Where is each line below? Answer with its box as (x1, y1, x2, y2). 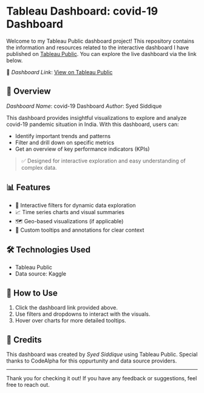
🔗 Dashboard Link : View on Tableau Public (6, 68, 113, 75)
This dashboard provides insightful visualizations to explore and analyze (6, 114, 187, 121)
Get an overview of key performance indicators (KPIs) (15, 145, 150, 153)
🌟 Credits (6, 335, 42, 345)
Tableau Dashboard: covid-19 (6, 4, 158, 18)
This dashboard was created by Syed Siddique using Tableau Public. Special (6, 351, 198, 358)
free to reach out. (6, 381, 50, 388)
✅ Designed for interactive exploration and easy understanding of (21, 157, 186, 164)
